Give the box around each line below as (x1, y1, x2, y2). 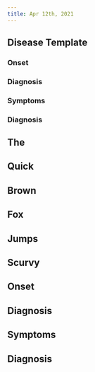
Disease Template (7, 37, 88, 49)
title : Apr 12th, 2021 (7, 10, 74, 18)
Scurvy (7, 257, 40, 269)
